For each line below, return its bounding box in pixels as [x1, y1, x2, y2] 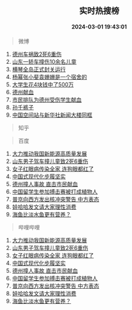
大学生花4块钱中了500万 [12, 81, 74, 88]
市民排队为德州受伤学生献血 [12, 96, 82, 103]
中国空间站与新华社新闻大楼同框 [12, 111, 92, 119]
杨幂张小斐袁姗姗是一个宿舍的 [12, 73, 87, 80]
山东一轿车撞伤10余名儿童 [12, 58, 77, 65]
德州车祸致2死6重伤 [12, 50, 62, 58]
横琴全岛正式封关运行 [12, 66, 66, 73]
